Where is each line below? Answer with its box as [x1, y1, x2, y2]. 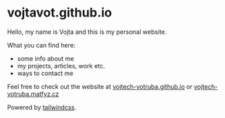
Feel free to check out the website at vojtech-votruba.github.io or [7, 82, 193, 90]
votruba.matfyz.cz [7, 90, 59, 98]
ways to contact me [17, 69, 74, 77]
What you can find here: [7, 41, 76, 49]
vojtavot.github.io [7, 5, 112, 21]
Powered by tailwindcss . [7, 103, 77, 111]
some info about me [17, 54, 75, 63]
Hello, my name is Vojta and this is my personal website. [7, 28, 167, 36]
